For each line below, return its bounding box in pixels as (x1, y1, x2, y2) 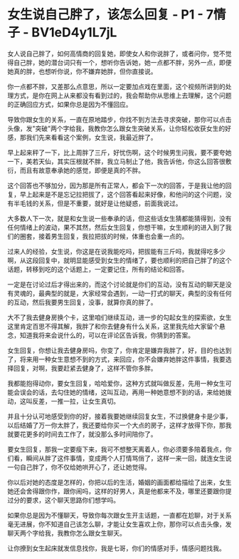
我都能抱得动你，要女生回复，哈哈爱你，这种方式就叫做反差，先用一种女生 (7, 379, 225, 387)
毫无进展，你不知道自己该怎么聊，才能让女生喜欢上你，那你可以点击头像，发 (7, 520, 232, 528)
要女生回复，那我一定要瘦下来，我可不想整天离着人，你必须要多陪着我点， (7, 445, 225, 453)
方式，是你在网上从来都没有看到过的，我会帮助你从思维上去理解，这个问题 (13, 91, 232, 100)
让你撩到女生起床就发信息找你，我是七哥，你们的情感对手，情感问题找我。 (7, 543, 225, 553)
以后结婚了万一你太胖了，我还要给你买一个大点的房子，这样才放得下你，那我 (7, 421, 232, 429)
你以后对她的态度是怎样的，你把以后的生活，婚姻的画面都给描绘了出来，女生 (7, 478, 232, 486)
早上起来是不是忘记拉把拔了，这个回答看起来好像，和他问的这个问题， (19, 190, 225, 198)
